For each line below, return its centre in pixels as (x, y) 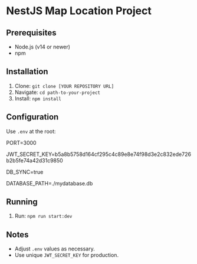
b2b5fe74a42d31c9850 (35, 160)
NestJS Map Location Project (79, 11)
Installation (27, 72)
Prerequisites (31, 33)
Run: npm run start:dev (43, 216)
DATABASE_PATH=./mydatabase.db (50, 183)
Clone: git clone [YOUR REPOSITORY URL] (64, 86)
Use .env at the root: (31, 131)
